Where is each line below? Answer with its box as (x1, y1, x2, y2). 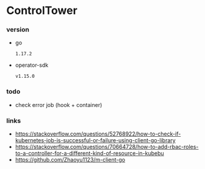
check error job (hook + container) (15, 101, 103, 108)
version (6, 26, 29, 34)
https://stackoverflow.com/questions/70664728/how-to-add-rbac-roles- (15, 143, 199, 151)
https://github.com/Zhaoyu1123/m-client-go (15, 156, 126, 164)
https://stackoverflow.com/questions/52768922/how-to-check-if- (15, 130, 181, 137)
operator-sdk (15, 61, 49, 69)
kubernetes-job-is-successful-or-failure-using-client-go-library (15, 137, 176, 144)
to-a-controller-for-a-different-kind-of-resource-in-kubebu (15, 150, 165, 157)
